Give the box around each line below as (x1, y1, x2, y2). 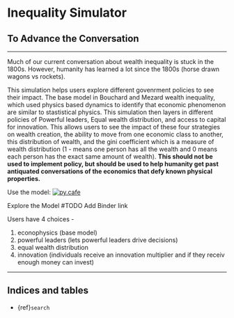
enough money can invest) (17, 258, 94, 266)
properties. (7, 175, 40, 182)
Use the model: (7, 188, 51, 196)
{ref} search (17, 303, 50, 311)
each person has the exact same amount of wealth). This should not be (7, 152, 213, 161)
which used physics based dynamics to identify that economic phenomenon (7, 101, 226, 109)
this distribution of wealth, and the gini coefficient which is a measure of (7, 138, 214, 145)
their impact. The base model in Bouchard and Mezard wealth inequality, (7, 93, 216, 102)
